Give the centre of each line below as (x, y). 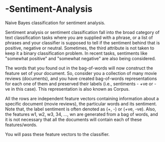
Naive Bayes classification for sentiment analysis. (55, 23)
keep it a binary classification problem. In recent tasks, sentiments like (76, 53)
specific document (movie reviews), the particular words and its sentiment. (81, 104)
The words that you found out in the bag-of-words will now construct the (79, 68)
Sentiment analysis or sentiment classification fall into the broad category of (82, 32)
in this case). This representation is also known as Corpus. (70, 89)
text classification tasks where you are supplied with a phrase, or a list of (79, 37)
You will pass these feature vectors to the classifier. (57, 134)
